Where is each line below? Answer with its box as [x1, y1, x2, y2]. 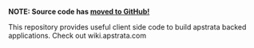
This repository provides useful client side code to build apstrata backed [8, 22, 247, 31]
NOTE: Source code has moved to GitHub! [8, 7, 150, 16]
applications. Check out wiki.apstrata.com [8, 31, 146, 40]
